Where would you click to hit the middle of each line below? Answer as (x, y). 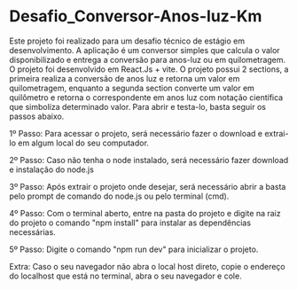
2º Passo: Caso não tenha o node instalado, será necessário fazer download (149, 160)
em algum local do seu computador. (83, 143)
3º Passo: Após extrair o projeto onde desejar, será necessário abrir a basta (148, 186)
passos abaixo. (37, 116)
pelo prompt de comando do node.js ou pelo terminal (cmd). (119, 196)
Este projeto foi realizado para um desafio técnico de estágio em (127, 41)
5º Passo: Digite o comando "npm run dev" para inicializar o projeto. (134, 249)
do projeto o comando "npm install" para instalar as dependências (130, 223)
